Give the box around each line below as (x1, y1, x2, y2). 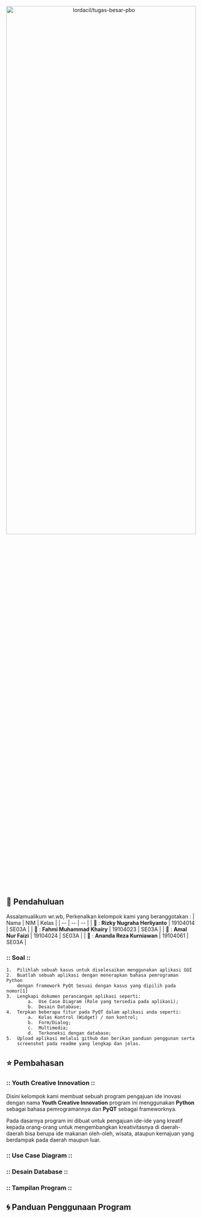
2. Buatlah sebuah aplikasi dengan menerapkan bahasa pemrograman (6, 972, 179, 978)
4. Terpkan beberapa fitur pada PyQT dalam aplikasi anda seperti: (6, 1009, 182, 1015)
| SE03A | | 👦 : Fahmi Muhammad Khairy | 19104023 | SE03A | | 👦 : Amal (6, 926, 188, 933)
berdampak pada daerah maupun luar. (6, 1136, 101, 1143)
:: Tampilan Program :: (6, 1183, 72, 1192)
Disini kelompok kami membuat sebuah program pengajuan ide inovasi (6, 1092, 182, 1099)
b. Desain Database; (28, 1004, 82, 1010)
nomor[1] (6, 988, 28, 994)
